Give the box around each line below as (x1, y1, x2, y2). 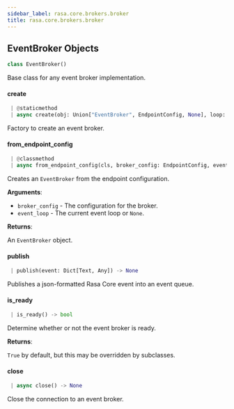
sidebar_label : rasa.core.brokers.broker (7, 10, 130, 17)
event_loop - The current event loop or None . (17, 209, 145, 217)
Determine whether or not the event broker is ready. (7, 324, 157, 332)
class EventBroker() (7, 61, 68, 68)
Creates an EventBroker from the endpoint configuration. (7, 175, 169, 183)
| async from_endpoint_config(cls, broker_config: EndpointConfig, (10, 162, 210, 169)
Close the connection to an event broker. (7, 395, 124, 403)
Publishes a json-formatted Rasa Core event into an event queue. (7, 280, 194, 288)
